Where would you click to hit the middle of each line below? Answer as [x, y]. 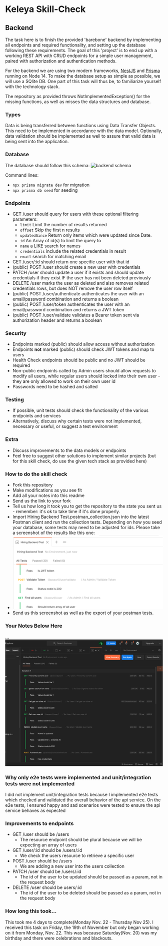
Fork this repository [32, 485]
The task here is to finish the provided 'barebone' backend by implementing [83, 40]
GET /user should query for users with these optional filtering [75, 214]
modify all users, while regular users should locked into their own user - [86, 376]
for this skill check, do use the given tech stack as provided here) [79, 461]
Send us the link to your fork [41, 501]
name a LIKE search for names [50, 246]
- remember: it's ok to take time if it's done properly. [66, 512]
